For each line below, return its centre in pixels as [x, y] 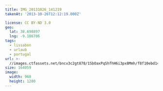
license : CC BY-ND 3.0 [28, 23]
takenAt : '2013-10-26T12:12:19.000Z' [43, 14]
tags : [10, 41]
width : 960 [20, 77]
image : [12, 72]
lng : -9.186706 [25, 36]
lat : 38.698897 [25, 32]
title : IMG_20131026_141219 [33, 9]
